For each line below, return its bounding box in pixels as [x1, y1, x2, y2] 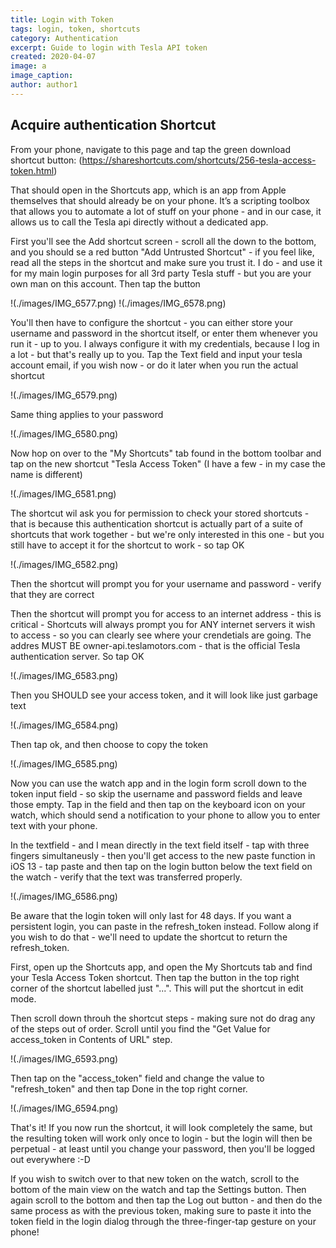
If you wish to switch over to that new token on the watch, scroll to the [10, 1172, 300, 1185]
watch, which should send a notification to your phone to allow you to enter [10, 809, 321, 821]
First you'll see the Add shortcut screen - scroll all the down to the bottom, [10, 235, 317, 247]
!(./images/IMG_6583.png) [10, 669, 119, 681]
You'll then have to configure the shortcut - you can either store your [10, 316, 294, 328]
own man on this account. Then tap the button [10, 277, 201, 290]
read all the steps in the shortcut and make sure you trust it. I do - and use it [10, 256, 323, 268]
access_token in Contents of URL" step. [10, 1033, 173, 1045]
